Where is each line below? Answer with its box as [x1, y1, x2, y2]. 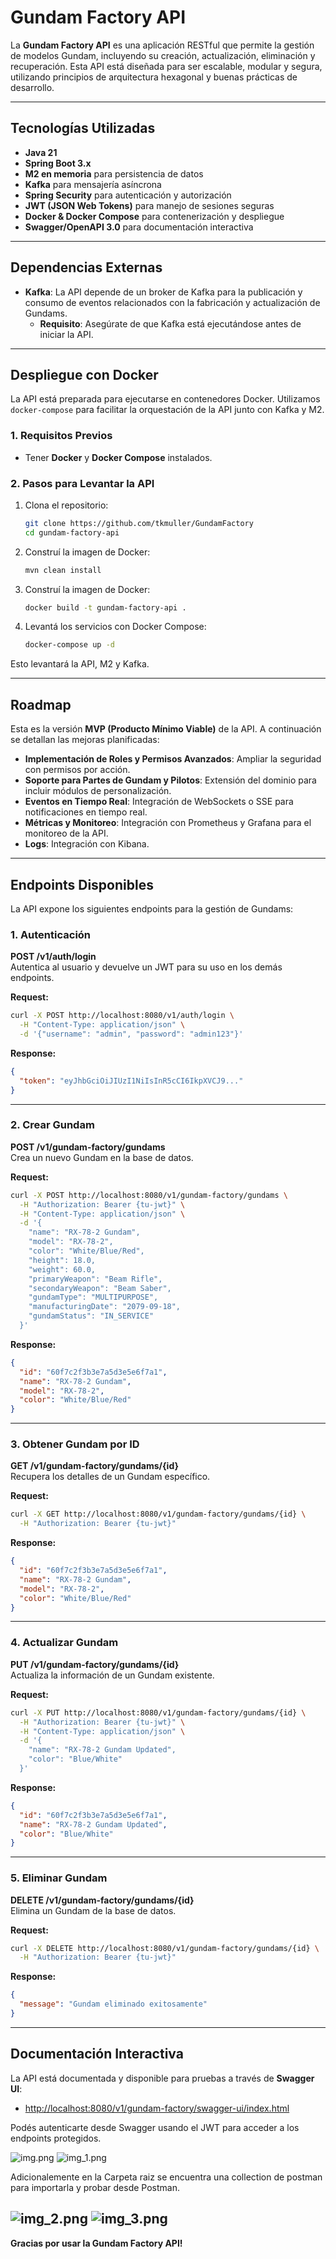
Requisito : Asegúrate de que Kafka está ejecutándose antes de [39, 317, 302, 330]
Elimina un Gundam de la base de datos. [10, 1904, 177, 1916]
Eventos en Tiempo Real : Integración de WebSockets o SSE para [24, 796, 294, 808]
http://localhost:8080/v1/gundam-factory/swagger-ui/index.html [24, 2102, 290, 2114]
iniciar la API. [39, 328, 94, 340]
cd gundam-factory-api [24, 527, 120, 538]
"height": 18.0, [28, 1255, 97, 1265]
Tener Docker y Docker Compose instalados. [24, 451, 213, 463]
